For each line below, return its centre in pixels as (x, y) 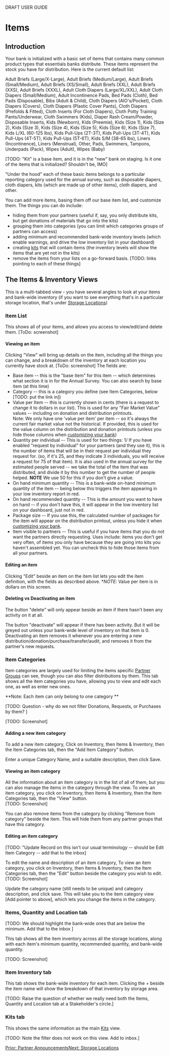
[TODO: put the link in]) (37, 397)
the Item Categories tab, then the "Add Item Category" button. (70, 750)
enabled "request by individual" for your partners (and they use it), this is (89, 446)
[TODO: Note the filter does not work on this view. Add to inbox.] (73, 1038)
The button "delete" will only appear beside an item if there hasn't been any (84, 609)
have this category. (25, 825)
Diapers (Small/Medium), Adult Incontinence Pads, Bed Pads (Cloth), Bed (81, 95)
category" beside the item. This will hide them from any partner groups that (84, 819)
